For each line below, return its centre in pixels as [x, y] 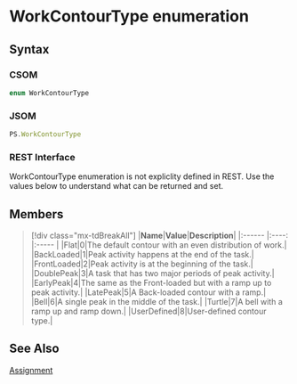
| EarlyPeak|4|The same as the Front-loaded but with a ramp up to [151, 283]
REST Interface [42, 157]
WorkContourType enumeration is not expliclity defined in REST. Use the [142, 176]
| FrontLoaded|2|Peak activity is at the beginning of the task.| [142, 264]
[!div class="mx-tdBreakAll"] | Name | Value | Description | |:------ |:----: [160, 236]
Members [36, 214]
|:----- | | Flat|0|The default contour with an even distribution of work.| [159, 245]
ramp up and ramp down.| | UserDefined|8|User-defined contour [148, 311]
